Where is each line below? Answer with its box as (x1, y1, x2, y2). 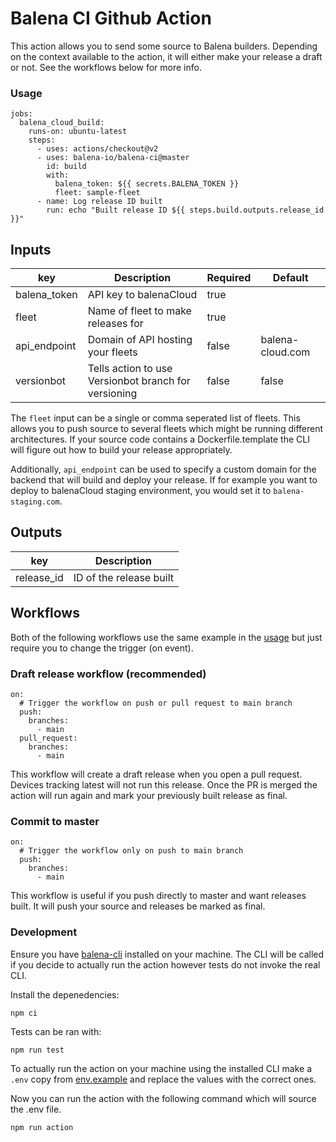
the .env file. (10, 1103, 62, 1115)
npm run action (10, 1122, 74, 1132)
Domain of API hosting (87, 333, 193, 347)
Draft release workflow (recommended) (10, 667, 207, 681)
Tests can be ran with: (10, 1025, 102, 1037)
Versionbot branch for (87, 374, 191, 388)
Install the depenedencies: (10, 988, 120, 1001)
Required (206, 271, 252, 285)
